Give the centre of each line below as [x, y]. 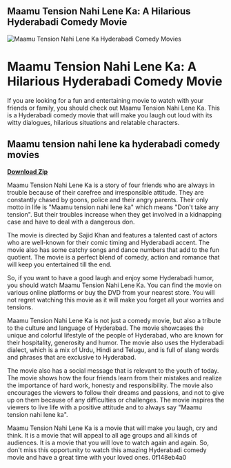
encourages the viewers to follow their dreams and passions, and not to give [116, 392]
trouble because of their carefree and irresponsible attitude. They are [106, 192]
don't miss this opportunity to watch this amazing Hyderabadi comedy [107, 450]
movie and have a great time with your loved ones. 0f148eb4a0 [97, 457]
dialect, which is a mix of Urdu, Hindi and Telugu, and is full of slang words [113, 350]
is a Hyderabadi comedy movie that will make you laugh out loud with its [110, 115]
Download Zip [28, 171]
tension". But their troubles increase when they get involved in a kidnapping [114, 214]
